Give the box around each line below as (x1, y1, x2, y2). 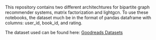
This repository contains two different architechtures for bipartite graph (5, 4, 150, 10)
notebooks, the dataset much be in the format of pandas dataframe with (5, 15, 152, 20)
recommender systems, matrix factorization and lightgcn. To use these (5, 9, 149, 15)
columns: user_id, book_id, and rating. (5, 20, 83, 26)
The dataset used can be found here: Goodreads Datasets (5, 30, 123, 35)
